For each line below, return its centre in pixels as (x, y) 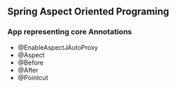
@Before (31, 62)
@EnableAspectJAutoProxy (57, 47)
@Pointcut (33, 77)
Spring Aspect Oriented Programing (88, 12)
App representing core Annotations (70, 32)
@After (28, 70)
